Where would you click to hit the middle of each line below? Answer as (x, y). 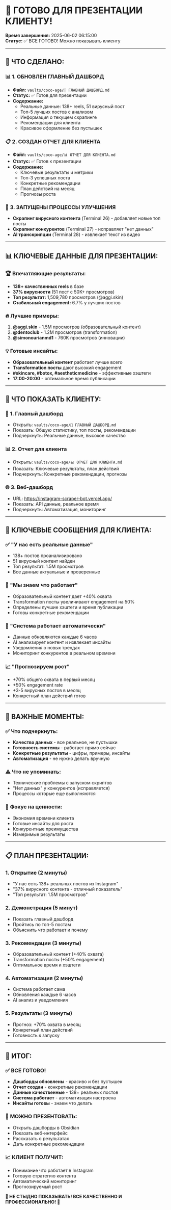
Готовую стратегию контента (44, 1176)
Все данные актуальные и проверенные (56, 572)
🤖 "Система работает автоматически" (55, 625)
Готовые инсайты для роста (43, 823)
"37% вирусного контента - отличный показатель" (68, 889)
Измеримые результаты (39, 834)
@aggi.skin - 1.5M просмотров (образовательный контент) (77, 327)
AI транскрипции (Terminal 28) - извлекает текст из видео (76, 234)
